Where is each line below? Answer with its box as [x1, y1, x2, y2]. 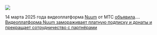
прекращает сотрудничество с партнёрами [5, 25, 97, 30]
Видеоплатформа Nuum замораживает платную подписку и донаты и [5, 19, 152, 25]
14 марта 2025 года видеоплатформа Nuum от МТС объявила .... [5, 14, 141, 20]
